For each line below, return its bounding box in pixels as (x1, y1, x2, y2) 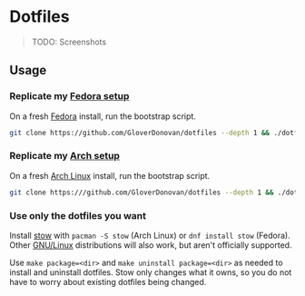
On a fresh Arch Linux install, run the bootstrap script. (9, 170, 211, 181)
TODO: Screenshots (31, 36, 107, 47)
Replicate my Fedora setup (9, 90, 130, 103)
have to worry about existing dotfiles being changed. (9, 276, 207, 287)
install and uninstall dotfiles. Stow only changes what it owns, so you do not (9, 266, 292, 278)
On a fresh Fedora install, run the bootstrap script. (9, 111, 197, 122)
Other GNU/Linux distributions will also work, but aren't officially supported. (9, 239, 292, 251)
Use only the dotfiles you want (9, 209, 147, 222)
